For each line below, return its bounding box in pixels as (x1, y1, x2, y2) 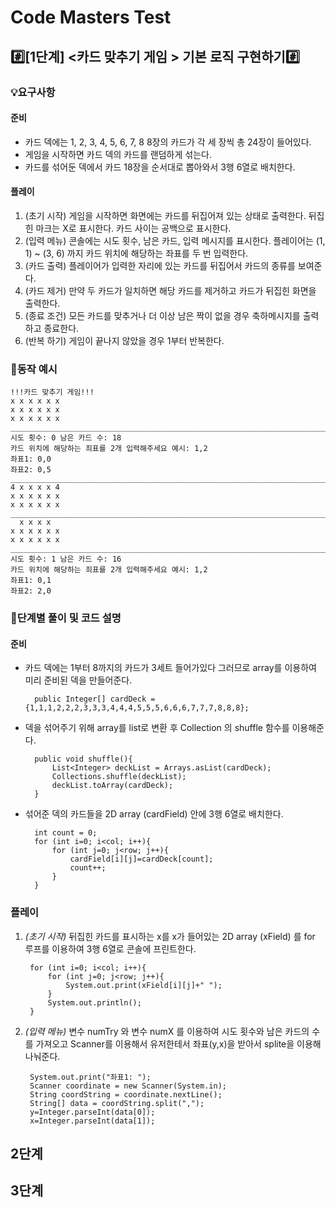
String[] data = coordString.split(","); (29, 1098, 205, 1108)
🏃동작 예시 (10, 362, 58, 376)
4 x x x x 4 (10, 482, 60, 493)
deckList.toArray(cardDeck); (51, 781, 174, 791)
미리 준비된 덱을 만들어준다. (24, 674, 133, 686)
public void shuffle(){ (34, 754, 133, 765)
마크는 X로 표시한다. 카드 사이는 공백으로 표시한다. (35, 222, 232, 234)
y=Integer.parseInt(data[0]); (29, 1107, 156, 1117)
